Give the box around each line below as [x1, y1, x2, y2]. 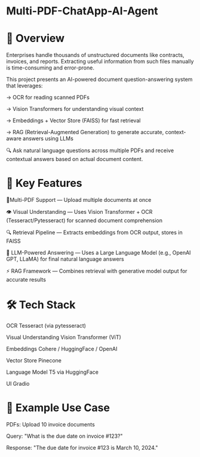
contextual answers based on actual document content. [6, 156, 143, 163]
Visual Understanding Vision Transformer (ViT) [6, 334, 121, 341]
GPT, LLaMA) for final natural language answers [6, 256, 124, 263]
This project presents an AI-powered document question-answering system [6, 76, 193, 83]
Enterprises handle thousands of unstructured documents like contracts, [6, 52, 184, 59]
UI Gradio [6, 380, 30, 387]
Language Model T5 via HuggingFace [6, 368, 99, 376]
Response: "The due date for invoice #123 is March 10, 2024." [6, 444, 158, 451]
